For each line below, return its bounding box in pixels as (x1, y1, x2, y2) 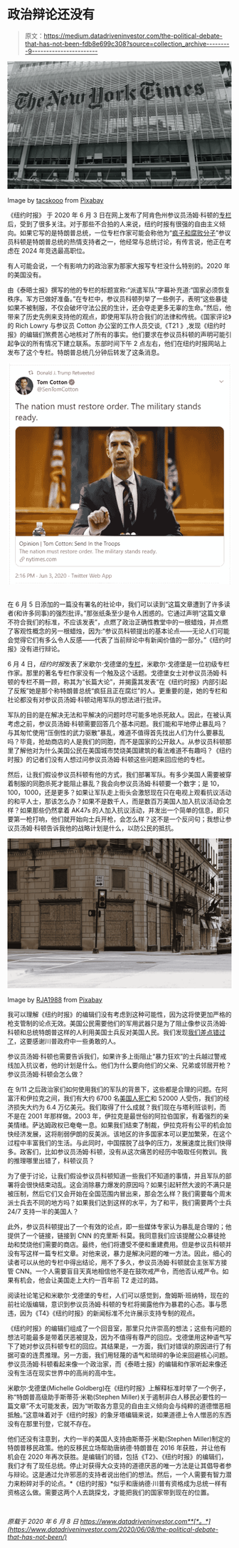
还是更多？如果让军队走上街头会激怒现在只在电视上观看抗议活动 (44, 788, 232, 796)
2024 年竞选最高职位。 (21, 247, 89, 255)
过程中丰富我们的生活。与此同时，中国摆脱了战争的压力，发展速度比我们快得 (7, 1139, 232, 1147)
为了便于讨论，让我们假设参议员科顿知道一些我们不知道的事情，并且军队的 (7, 1171, 225, 1180)
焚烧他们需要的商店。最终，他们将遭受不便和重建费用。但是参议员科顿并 (19, 1240, 232, 1248)
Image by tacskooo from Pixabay (7, 196, 104, 205)
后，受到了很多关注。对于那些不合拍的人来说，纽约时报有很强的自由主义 (7, 220, 219, 228)
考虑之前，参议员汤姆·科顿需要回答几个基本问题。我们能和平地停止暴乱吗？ (7, 719, 228, 728)
